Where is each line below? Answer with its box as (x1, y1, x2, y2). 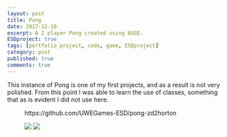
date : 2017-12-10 (7, 23, 57, 30)
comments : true (7, 62, 51, 68)
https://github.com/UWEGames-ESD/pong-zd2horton (24, 109, 177, 117)
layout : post (7, 10, 45, 17)
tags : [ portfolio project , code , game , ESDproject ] (7, 42, 159, 49)
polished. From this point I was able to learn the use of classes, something (7, 88, 218, 96)
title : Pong (7, 17, 41, 24)
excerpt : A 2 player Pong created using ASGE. (7, 29, 144, 37)
